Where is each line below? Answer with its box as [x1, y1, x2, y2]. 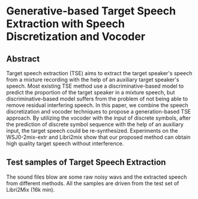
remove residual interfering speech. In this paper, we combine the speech [6, 102, 189, 109]
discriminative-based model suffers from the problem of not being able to [6, 95, 188, 102]
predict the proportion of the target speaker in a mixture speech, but [6, 89, 175, 96]
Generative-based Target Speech [6, 4, 176, 18]
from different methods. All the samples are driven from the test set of [6, 179, 179, 187]
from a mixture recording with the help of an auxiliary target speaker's [6, 76, 179, 83]
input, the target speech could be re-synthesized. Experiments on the [6, 127, 178, 134]
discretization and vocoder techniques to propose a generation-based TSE [6, 108, 191, 115]
